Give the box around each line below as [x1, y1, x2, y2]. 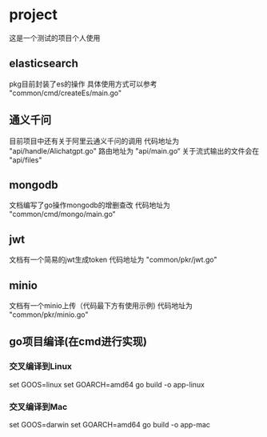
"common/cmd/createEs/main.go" [9, 88, 122, 98]
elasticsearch [9, 57, 79, 70]
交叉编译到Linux [9, 361, 73, 372]
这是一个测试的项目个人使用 [9, 33, 101, 42]
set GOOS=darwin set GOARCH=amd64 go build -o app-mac [9, 419, 211, 429]
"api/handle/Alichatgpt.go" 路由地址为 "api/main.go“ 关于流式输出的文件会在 [9, 146, 260, 155]
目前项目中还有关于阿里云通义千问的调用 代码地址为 [9, 136, 179, 146]
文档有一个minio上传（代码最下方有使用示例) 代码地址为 [9, 301, 193, 310]
